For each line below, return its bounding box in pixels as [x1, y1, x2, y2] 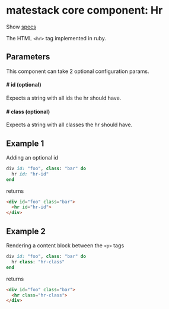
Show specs [6, 23, 37, 30]
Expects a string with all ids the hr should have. [6, 94, 122, 101]
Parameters [6, 52, 50, 62]
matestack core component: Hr [6, 4, 163, 17]
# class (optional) [6, 108, 50, 115]
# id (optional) [6, 81, 42, 88]
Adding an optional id [6, 154, 58, 161]
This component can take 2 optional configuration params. [6, 68, 149, 75]
